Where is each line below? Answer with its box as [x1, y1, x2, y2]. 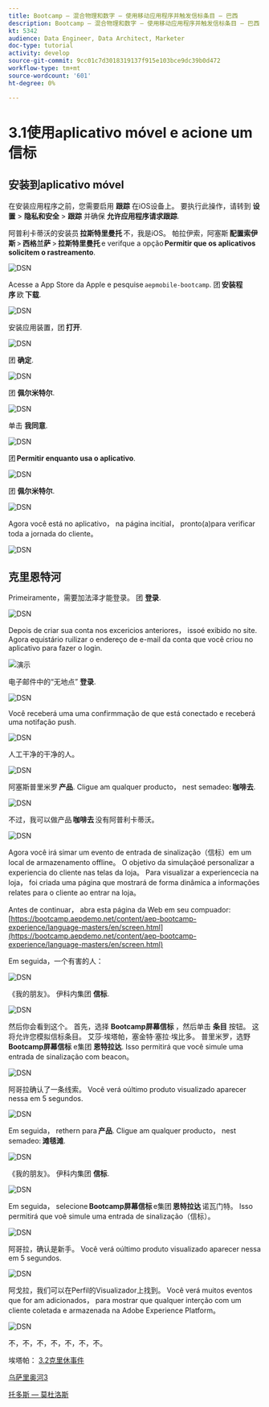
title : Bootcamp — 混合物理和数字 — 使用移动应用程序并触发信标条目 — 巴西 [8, 11, 238, 20]
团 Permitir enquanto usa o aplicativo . [8, 453, 137, 463]
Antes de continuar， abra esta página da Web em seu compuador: [8, 905, 231, 915]
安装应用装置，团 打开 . [8, 322, 83, 332]
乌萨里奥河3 [8, 1372, 48, 1382]
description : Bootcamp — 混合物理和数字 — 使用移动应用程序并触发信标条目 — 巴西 [8, 19, 260, 27]
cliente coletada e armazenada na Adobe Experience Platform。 [8, 1306, 221, 1315]
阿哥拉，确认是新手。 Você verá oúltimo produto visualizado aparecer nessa [8, 1244, 261, 1254]
